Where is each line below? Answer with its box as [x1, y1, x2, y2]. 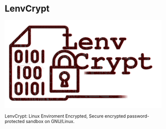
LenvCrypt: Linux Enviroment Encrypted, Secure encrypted [4, 113, 126, 119]
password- [127, 113, 150, 119]
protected [4, 119, 25, 125]
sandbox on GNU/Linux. [25, 119, 75, 125]
